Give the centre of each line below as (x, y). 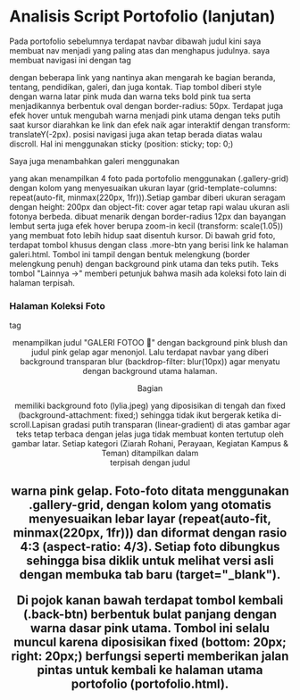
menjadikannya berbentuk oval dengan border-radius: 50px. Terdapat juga (146, 105)
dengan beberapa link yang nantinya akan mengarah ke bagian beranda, (142, 77)
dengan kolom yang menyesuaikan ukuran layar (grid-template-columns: (143, 187)
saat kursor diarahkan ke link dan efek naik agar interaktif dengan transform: (150, 125)
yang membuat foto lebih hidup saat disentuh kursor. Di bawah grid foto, (142, 235)
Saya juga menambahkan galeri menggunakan (95, 161)
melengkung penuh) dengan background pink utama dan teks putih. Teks (144, 263)
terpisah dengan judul (150, 462)
